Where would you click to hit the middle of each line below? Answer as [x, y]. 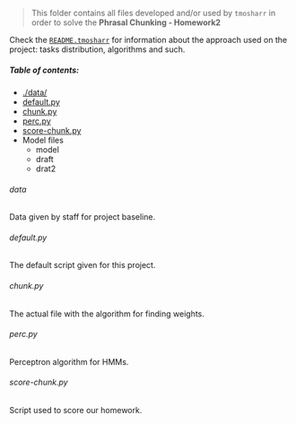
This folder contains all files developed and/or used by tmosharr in [153, 13]
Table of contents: [44, 70]
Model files [43, 140]
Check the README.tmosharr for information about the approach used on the [148, 40]
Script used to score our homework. [76, 410]
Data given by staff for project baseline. [82, 217]
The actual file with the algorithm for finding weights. [107, 314]
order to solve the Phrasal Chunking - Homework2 [126, 22]
